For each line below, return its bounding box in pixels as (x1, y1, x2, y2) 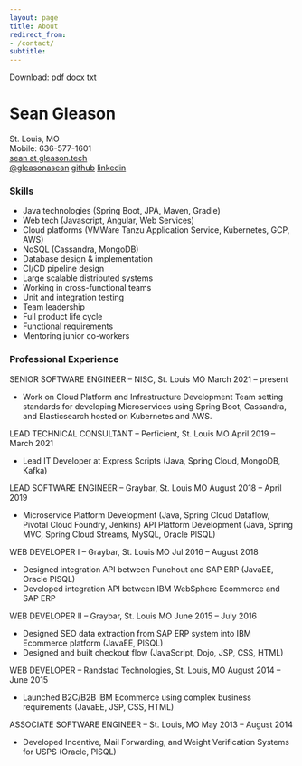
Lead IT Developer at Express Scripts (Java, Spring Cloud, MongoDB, (22, 455, 281, 466)
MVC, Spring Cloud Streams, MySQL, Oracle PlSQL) (22, 529, 216, 540)
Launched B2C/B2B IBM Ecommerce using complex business (22, 692, 251, 703)
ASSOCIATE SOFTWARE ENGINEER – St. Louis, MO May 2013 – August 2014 (9, 719, 294, 730)
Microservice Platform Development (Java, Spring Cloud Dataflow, (22, 509, 270, 521)
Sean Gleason (9, 103, 116, 124)
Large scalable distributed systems (22, 273, 154, 283)
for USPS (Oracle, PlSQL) (22, 746, 117, 757)
